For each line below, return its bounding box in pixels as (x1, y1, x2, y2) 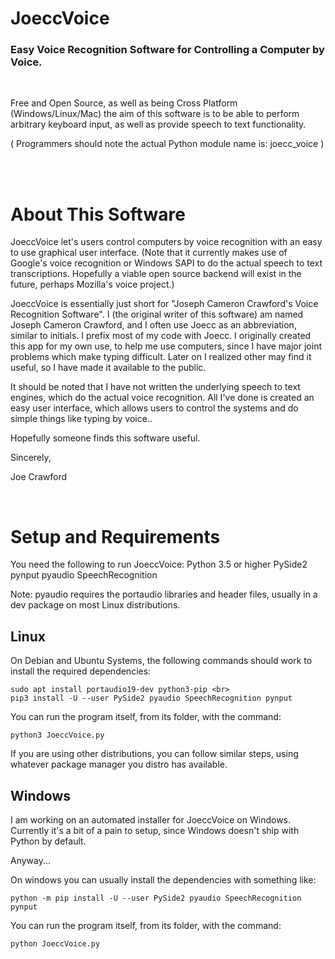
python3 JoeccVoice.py (10, 730, 105, 741)
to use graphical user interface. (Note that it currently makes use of (10, 247, 288, 259)
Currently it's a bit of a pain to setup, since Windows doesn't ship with (10, 824, 300, 836)
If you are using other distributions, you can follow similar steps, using (10, 748, 299, 760)
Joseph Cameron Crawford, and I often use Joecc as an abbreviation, (10, 319, 297, 331)
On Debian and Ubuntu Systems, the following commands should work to (10, 655, 313, 667)
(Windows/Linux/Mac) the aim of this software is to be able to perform (10, 108, 300, 120)
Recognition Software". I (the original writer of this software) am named (10, 308, 304, 321)
